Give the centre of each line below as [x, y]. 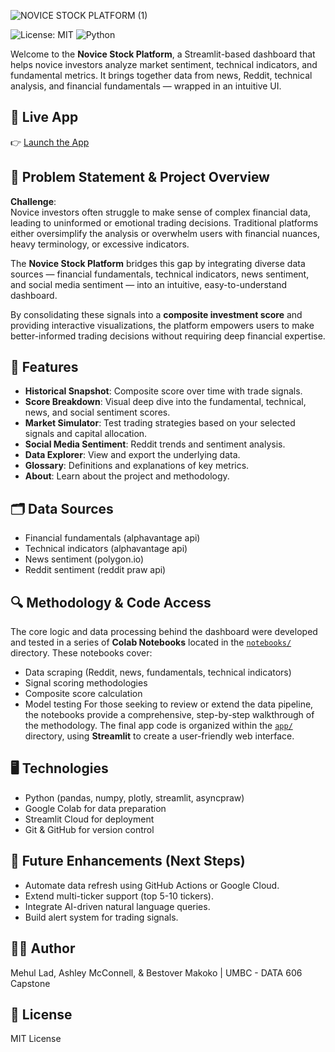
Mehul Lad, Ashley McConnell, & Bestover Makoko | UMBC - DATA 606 [156, 972]
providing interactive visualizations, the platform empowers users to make [162, 325]
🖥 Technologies [59, 768]
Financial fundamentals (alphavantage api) [112, 538]
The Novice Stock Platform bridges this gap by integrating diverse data [158, 263]
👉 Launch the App [50, 142]
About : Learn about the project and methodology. [127, 476]
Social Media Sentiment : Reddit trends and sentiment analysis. [155, 444]
